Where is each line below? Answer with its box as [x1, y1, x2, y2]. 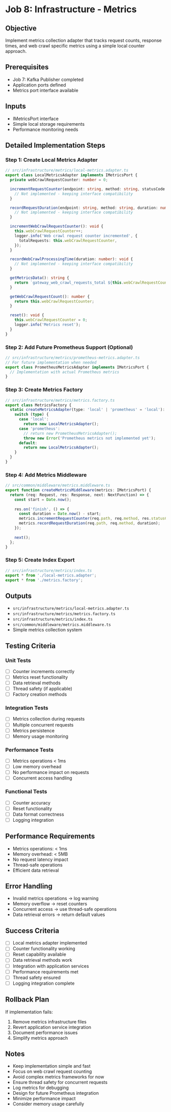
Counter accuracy [12, 799, 51, 805]
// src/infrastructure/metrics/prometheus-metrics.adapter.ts [5, 355, 140, 360]
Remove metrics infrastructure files [12, 1018, 87, 1024]
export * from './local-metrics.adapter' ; [5, 573, 97, 578]
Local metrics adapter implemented [12, 940, 88, 946]
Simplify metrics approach [12, 1035, 68, 1041]
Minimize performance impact [12, 1096, 76, 1102]
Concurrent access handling [12, 775, 72, 781]
